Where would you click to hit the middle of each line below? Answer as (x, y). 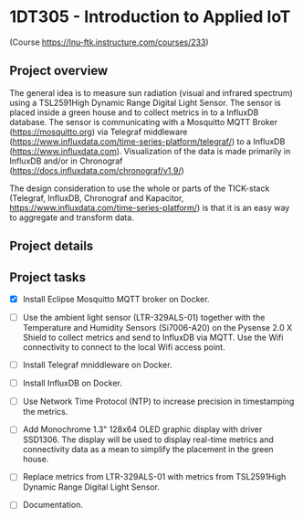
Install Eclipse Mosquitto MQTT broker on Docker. (116, 299)
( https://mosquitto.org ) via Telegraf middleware (99, 132)
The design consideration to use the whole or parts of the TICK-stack (140, 188)
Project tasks (48, 277)
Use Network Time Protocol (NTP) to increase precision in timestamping (158, 402)
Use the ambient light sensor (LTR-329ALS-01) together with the (144, 318)
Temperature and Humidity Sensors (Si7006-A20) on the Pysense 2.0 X (157, 328)
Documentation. (53, 505)
